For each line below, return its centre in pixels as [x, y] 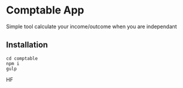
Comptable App [45, 10]
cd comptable [22, 58]
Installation [27, 45]
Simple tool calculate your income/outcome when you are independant [91, 26]
